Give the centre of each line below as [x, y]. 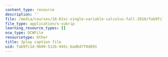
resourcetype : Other [27, 38]
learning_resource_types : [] [35, 28]
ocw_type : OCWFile [24, 33]
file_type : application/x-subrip [40, 24]
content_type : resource [30, 10]
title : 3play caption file [33, 42]
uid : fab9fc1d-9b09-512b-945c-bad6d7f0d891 [51, 47]
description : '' [22, 14]
